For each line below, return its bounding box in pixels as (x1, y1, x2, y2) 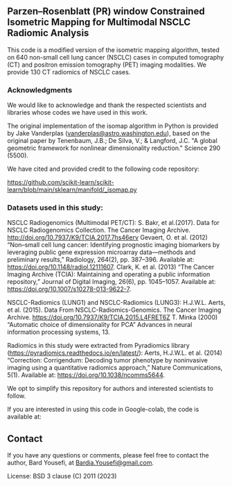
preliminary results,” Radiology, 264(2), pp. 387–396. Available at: (7, 255, 195, 264)
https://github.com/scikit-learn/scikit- (7, 178, 114, 187)
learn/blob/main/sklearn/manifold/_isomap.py (7, 185, 137, 194)
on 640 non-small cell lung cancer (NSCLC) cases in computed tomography (7, 53, 224, 61)
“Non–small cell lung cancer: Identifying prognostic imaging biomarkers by (7, 241, 220, 249)
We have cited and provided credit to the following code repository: (7, 165, 199, 173)
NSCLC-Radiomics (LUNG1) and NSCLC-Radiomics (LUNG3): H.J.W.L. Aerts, (7, 299, 226, 307)
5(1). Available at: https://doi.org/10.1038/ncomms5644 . (7, 371, 165, 379)
